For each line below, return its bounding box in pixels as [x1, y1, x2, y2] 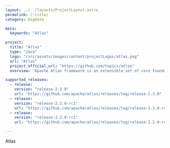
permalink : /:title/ [5, 12, 49, 17]
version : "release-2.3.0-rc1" [14, 101, 78, 106]
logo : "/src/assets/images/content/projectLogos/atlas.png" [10, 54, 139, 59]
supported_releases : [5, 77, 49, 83]
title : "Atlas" [10, 45, 42, 50]
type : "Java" [10, 49, 37, 54]
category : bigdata [5, 17, 44, 22]
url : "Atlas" [10, 59, 37, 64]
